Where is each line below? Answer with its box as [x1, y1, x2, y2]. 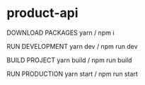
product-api [6, 5, 79, 21]
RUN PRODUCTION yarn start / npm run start [6, 69, 139, 78]
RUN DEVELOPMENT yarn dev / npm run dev [6, 42, 138, 50]
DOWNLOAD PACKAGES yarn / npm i [6, 28, 115, 37]
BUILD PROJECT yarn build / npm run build [6, 55, 132, 64]
